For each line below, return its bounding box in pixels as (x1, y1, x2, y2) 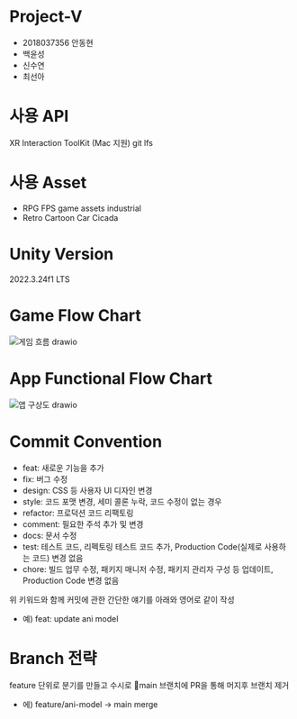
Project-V (9, 6, 83, 27)
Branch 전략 (9, 648, 97, 669)
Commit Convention (9, 431, 163, 451)
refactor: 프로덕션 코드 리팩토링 (22, 507, 134, 518)
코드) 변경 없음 (31, 552, 84, 563)
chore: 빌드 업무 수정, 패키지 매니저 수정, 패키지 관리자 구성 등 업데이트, (22, 563, 274, 574)
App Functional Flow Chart (9, 368, 213, 388)
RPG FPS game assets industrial (22, 203, 142, 214)
